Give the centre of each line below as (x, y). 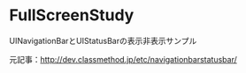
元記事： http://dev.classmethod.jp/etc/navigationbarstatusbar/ (123, 59)
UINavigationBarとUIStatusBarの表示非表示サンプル (103, 40)
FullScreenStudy (72, 15)
